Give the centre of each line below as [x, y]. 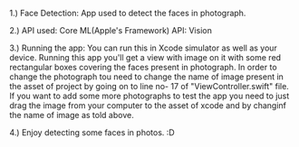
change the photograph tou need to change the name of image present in [146, 77]
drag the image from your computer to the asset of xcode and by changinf [148, 106]
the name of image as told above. [72, 115]
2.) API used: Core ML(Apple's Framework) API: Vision [111, 30]
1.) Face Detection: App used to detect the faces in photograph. [128, 13]
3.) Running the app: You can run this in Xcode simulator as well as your [144, 48]
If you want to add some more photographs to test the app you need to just [149, 96]
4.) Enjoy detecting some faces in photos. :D [92, 133]
